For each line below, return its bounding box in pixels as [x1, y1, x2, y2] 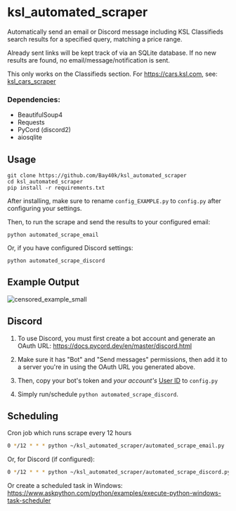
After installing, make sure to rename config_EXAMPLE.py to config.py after [7, 197, 221, 205]
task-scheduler [7, 496, 51, 505]
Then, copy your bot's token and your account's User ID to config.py [17, 376, 218, 384]
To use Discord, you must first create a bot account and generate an [17, 334, 216, 342]
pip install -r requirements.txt [7, 184, 105, 192]
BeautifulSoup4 [17, 110, 63, 119]
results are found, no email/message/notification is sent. [7, 56, 171, 64]
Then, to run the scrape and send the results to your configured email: [7, 218, 211, 226]
